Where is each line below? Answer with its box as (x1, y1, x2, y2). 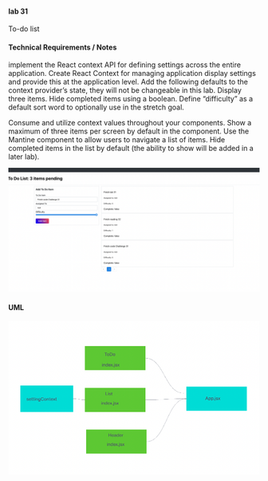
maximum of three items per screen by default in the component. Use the (8, 126, 250, 136)
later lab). (8, 152, 40, 161)
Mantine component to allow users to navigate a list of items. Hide (8, 135, 226, 145)
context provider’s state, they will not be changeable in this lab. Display (8, 85, 242, 95)
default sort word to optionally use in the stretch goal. (8, 102, 185, 112)
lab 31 (8, 6, 29, 16)
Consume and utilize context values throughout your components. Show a (8, 118, 252, 128)
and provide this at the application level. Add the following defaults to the (8, 77, 249, 87)
